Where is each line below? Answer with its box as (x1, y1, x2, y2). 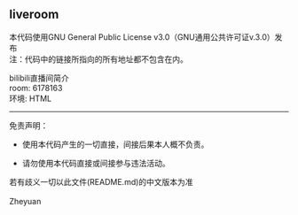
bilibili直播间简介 (9, 73, 69, 83)
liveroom (9, 7, 59, 22)
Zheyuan (9, 196, 42, 206)
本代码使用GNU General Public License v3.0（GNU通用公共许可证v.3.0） (9, 31, 275, 42)
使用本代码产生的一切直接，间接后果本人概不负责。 (21, 139, 209, 150)
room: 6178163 (9, 82, 63, 93)
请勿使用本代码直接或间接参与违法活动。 (21, 157, 170, 168)
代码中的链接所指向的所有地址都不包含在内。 (24, 53, 188, 65)
